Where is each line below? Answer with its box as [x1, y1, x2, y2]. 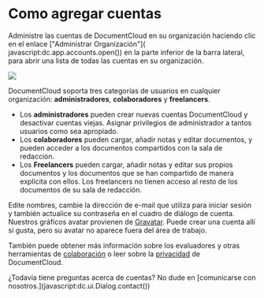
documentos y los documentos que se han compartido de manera [19, 168, 234, 177]
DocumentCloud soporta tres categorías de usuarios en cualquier [8, 86, 221, 95]
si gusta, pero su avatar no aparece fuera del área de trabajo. [8, 225, 207, 235]
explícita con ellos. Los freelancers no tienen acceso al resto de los [19, 177, 238, 186]
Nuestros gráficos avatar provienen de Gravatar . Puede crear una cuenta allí [8, 217, 256, 226]
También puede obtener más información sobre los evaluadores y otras [8, 240, 240, 250]
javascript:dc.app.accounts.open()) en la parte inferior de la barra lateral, [8, 47, 245, 57]
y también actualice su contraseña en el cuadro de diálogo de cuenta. [8, 208, 235, 218]
